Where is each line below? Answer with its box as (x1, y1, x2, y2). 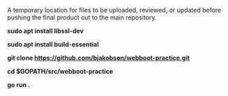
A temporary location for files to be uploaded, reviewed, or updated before (7, 6, 222, 14)
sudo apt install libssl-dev (7, 27, 84, 35)
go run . (7, 81, 30, 89)
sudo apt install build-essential (7, 40, 99, 48)
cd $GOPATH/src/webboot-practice (7, 67, 114, 75)
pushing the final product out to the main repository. (7, 13, 157, 22)
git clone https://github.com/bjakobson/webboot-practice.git (7, 54, 190, 62)
